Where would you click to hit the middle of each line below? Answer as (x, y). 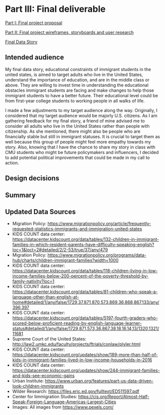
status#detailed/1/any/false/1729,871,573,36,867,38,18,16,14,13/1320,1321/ (85, 329)
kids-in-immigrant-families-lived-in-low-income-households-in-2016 (82, 360)
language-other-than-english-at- (46, 297)
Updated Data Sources (40, 211)
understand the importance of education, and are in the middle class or (77, 79)
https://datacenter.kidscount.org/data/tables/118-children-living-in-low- (85, 271)
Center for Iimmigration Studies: (45, 397)
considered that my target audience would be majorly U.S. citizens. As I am (81, 115)
